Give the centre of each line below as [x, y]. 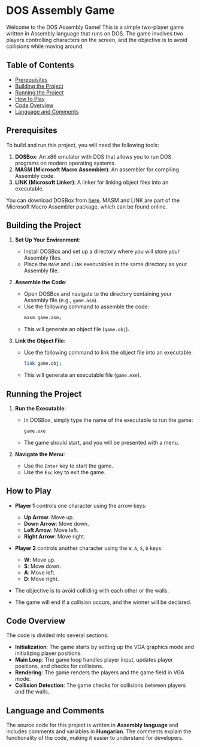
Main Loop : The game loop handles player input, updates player [94, 660]
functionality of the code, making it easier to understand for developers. [95, 738]
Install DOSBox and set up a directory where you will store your [102, 252]
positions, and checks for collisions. [59, 666]
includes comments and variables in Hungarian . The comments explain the [99, 731]
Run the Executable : [40, 408]
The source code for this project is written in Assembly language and [92, 725]
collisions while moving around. [45, 46]
